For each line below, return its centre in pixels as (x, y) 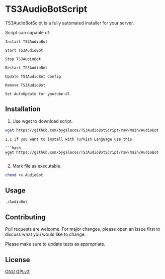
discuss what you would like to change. (45, 234)
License (18, 260)
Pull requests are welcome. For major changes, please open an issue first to (83, 229)
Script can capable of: (28, 32)
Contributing (25, 217)
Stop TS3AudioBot (23, 59)
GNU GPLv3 (17, 272)
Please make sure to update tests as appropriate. (55, 244)
